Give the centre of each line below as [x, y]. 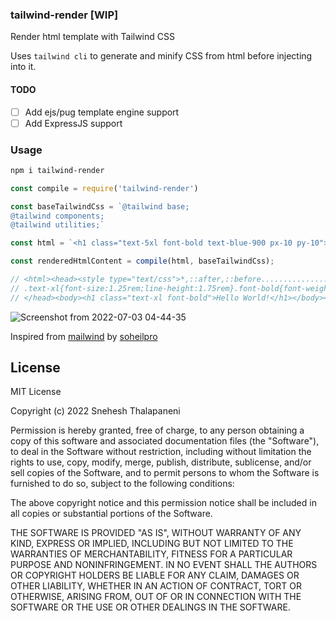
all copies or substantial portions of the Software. [111, 514]
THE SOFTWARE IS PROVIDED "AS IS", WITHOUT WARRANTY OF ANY [156, 533]
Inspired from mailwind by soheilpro [84, 336]
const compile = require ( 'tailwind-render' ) [104, 188]
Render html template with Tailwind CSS [92, 37]
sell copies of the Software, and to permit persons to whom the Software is [165, 473]
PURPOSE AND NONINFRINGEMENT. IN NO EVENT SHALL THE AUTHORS [164, 565]
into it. [23, 67]
